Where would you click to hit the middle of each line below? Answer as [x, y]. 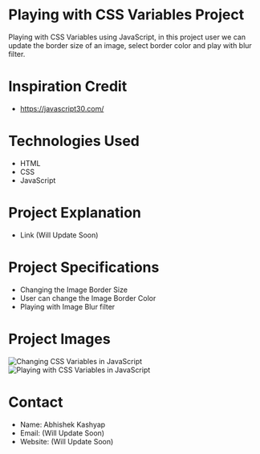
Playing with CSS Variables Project [126, 15]
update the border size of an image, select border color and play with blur [130, 45]
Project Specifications [84, 267]
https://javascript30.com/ [62, 108]
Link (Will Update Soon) [59, 235]
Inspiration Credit [68, 87]
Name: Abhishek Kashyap [63, 424]
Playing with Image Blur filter [67, 306]
